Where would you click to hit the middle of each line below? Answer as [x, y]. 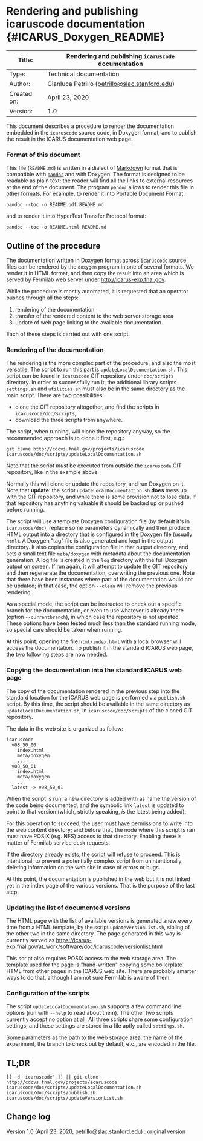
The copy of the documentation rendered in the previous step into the [93, 691]
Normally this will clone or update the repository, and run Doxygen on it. [96, 484]
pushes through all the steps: [42, 298]
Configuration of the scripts [48, 993]
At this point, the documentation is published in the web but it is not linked [98, 879]
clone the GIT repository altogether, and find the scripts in [87, 407]
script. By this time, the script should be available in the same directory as [98, 704]
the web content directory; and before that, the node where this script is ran [101, 829]
